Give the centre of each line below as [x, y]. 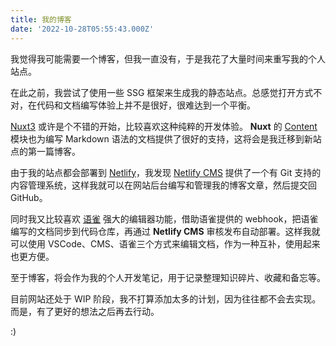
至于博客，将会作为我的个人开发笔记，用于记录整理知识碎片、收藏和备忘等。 [168, 277]
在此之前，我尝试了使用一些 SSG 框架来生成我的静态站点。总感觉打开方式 [162, 92]
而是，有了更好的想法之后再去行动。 [85, 311]
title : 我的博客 [41, 19]
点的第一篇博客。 [45, 151]
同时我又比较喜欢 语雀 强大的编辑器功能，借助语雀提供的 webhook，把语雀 [164, 218]
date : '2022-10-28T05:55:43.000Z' [82, 29]
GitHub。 [29, 197]
